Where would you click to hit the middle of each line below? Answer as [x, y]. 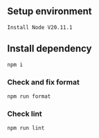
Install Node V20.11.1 [40, 27]
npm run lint [26, 128]
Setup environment [49, 11]
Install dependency [49, 49]
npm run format [29, 96]
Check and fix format [43, 82]
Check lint [25, 114]
